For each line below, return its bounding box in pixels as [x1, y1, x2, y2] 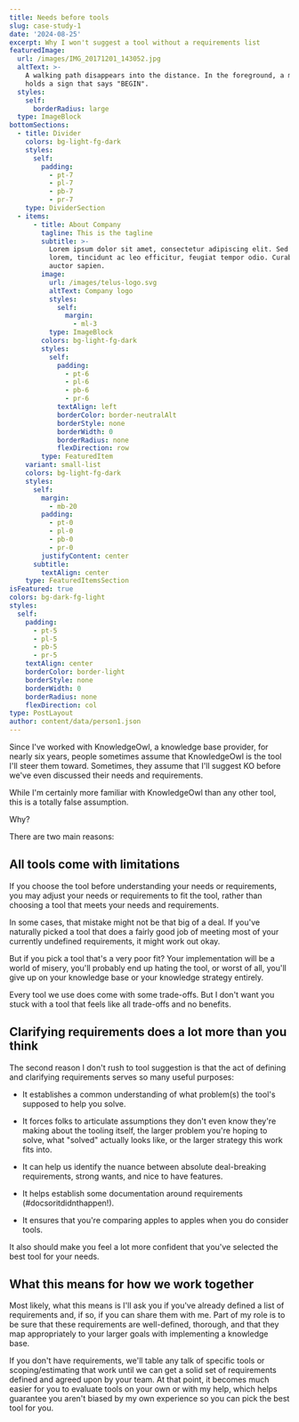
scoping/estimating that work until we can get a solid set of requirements [9, 1365, 278, 1376]
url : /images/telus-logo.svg [48, 278, 158, 287]
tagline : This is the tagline [41, 228, 153, 237]
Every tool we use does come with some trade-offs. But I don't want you [9, 989, 275, 1000]
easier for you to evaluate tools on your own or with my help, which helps [9, 1384, 278, 1394]
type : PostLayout [9, 709, 74, 718]
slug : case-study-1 [9, 21, 82, 30]
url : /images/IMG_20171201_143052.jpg [17, 54, 162, 63]
